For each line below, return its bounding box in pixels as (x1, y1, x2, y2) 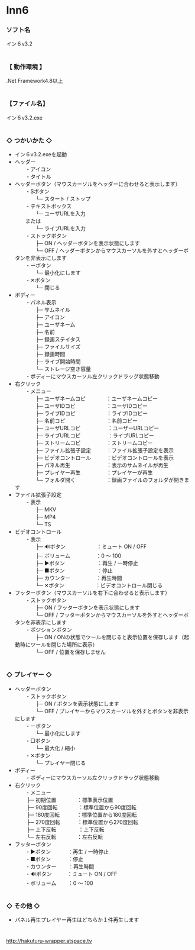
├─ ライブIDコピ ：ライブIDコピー (35, 410, 148, 417)
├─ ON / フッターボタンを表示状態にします (35, 604, 140, 611)
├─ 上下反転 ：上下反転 (26, 826, 105, 833)
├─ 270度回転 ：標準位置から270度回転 (26, 818, 139, 826)
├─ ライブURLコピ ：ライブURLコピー (35, 432, 155, 439)
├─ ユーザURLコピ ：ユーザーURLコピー (35, 424, 160, 432)
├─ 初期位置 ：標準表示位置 (26, 796, 113, 803)
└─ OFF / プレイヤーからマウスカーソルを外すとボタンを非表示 (35, 707, 189, 714)
